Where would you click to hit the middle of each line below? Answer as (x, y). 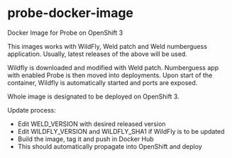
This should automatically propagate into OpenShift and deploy (110, 146)
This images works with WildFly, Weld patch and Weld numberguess (107, 46)
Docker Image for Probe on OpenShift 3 (65, 33)
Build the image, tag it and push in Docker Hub (85, 139)
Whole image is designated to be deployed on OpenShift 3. (93, 96)
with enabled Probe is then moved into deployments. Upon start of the (110, 75)
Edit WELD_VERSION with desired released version (92, 124)
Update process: (32, 110)
